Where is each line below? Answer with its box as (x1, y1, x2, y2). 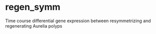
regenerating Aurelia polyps (5, 23, 62, 29)
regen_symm (5, 1, 61, 13)
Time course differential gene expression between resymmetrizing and (5, 18, 151, 24)
